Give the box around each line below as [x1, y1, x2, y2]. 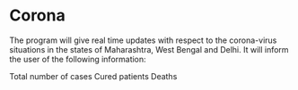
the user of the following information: [9, 53, 146, 64]
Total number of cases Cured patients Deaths [9, 70, 178, 81]
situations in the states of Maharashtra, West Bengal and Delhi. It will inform [9, 44, 289, 54]
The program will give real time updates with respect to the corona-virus [9, 35, 277, 45]
